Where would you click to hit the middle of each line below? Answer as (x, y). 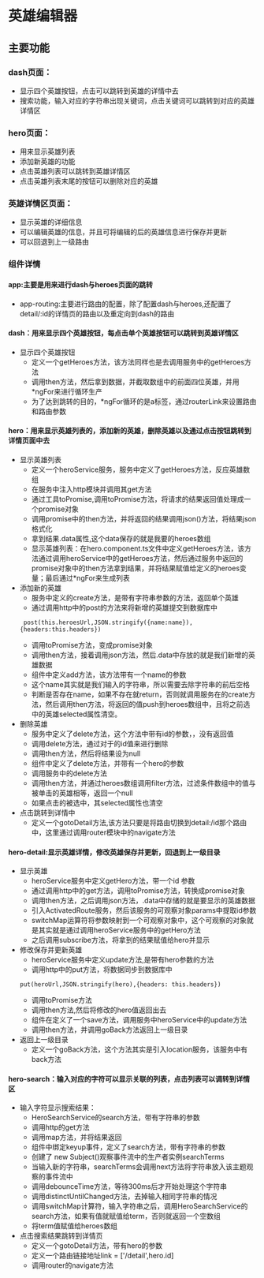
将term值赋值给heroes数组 (74, 1226)
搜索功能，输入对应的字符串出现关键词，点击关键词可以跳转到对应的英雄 (137, 100)
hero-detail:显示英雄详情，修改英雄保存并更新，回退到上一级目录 (114, 852)
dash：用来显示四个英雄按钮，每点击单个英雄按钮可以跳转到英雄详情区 (123, 333)
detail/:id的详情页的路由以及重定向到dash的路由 (97, 313)
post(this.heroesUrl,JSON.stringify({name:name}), (108, 622)
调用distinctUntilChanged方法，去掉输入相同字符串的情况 (124, 1197)
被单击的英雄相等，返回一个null (82, 793)
